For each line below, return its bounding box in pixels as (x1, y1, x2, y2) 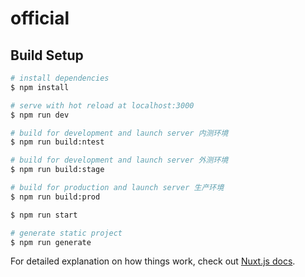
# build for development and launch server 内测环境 (10, 128, 229, 138)
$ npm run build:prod (10, 192, 101, 202)
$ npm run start (10, 210, 78, 220)
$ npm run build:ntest (10, 137, 105, 147)
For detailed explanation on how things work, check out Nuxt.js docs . (10, 255, 296, 267)
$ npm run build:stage (10, 165, 105, 175)
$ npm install (10, 82, 70, 92)
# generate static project (10, 228, 123, 238)
